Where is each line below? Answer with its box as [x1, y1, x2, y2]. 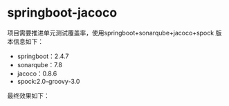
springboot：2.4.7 [17, 52, 69, 60]
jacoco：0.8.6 [17, 69, 57, 78]
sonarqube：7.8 [17, 60, 62, 69]
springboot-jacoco [7, 5, 118, 21]
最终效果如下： [7, 91, 50, 100]
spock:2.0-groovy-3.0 [17, 77, 80, 85]
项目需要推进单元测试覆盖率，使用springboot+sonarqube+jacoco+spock [7, 28, 214, 37]
